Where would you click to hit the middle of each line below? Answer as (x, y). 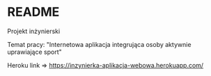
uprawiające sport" (34, 52)
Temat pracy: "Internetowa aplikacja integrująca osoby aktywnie (99, 44)
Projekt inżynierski (34, 31)
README (33, 12)
